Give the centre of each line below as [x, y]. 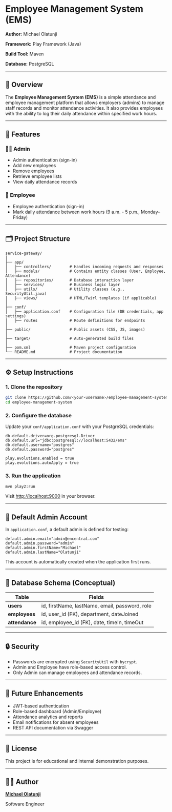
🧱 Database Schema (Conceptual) [60, 583]
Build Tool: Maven [25, 54]
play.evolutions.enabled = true [40, 459]
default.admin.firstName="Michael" [43, 548]
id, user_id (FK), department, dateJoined [90, 614]
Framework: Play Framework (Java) [43, 44]
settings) [16, 316]
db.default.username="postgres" [40, 445]
